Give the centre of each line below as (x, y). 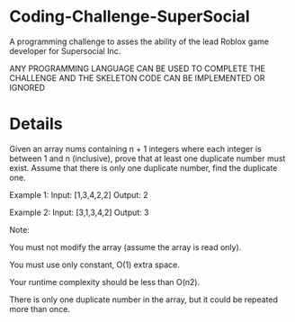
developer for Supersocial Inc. (65, 50)
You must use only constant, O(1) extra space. (94, 264)
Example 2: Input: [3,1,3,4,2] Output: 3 (79, 212)
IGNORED (27, 87)
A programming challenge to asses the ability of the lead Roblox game (139, 41)
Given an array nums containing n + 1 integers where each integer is (136, 148)
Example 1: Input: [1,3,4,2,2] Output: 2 (79, 194)
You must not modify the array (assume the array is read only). (125, 247)
